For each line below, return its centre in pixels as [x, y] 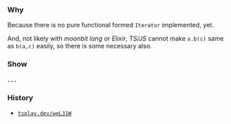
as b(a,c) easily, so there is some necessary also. [80, 46]
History [20, 97]
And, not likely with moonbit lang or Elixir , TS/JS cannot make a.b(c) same [115, 39]
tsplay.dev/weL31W [44, 113]
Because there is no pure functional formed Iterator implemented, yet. [111, 25]
